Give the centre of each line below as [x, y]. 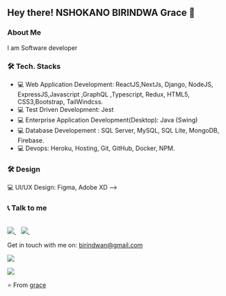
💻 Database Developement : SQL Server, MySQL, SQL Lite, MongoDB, [118, 130]
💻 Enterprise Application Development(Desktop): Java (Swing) [107, 120]
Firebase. [31, 140]
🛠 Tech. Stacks [34, 66]
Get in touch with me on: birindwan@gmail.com [75, 245]
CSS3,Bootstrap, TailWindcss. [60, 101]
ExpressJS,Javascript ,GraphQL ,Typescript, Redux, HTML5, [103, 94]
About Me [24, 33]
